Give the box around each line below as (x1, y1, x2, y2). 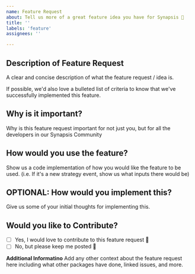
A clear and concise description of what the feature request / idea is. (6, 74, 174, 81)
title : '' (6, 20, 31, 26)
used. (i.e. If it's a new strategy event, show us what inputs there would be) (6, 170, 190, 177)
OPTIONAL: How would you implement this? (6, 187, 172, 197)
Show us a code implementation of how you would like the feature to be (6, 164, 181, 171)
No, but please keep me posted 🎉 (14, 243, 97, 250)
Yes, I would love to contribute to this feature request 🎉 (14, 236, 149, 244)
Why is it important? (6, 109, 83, 119)
